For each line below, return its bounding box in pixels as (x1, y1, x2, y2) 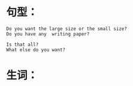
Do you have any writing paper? (6, 31, 90, 37)
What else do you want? (6, 46, 66, 53)
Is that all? (6, 41, 39, 48)
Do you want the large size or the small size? (6, 25, 128, 32)
